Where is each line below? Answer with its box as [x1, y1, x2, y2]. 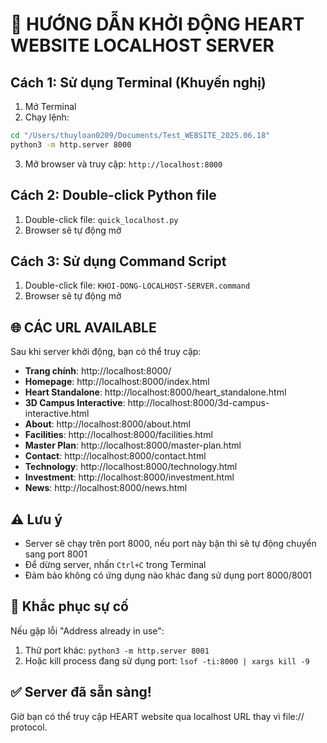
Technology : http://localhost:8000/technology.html [24, 461, 238, 473]
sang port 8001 [24, 548, 88, 560]
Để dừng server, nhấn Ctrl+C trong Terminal [24, 559, 207, 570]
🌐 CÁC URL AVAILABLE [10, 319, 157, 336]
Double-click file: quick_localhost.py [24, 213, 179, 225]
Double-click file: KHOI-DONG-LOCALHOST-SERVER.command [24, 279, 251, 292]
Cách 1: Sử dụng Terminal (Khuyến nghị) [10, 74, 267, 91]
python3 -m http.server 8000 [10, 139, 132, 150]
